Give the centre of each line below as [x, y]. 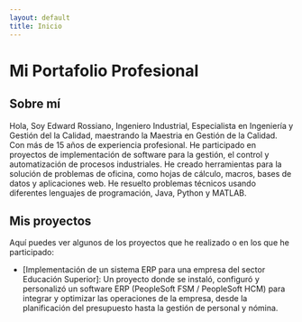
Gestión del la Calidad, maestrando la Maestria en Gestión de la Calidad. [143, 135]
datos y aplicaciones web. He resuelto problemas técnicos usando [133, 183]
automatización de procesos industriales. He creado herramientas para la [146, 164]
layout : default [40, 18]
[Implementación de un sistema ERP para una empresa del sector [144, 270]
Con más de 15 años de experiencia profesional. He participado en [133, 144]
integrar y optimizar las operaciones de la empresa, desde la [135, 299]
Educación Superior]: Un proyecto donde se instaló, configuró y [141, 280]
